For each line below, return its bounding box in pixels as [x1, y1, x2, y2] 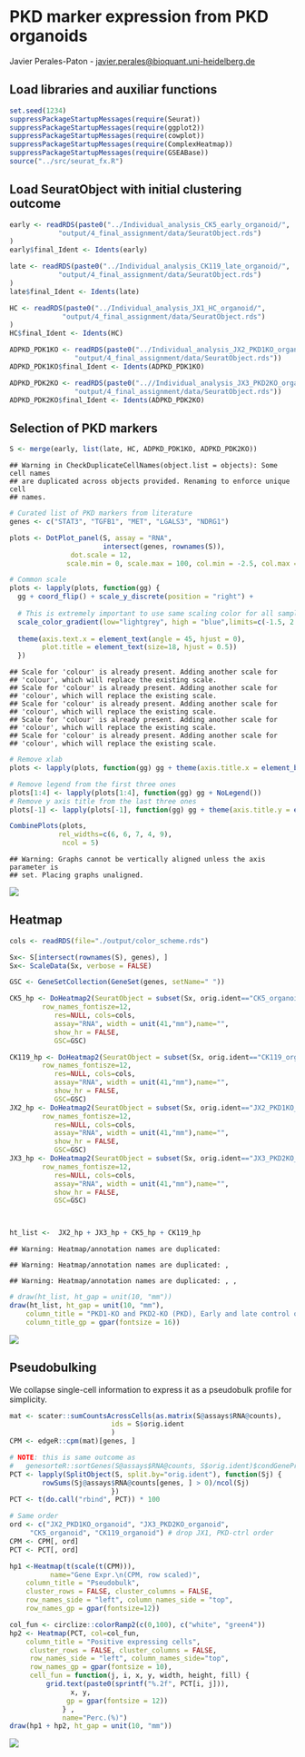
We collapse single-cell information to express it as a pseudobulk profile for [9, 1384, 292, 1395]
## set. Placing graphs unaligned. [9, 871, 144, 880]
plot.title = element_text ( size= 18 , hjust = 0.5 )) [42, 643, 238, 652]
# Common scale [9, 575, 67, 585]
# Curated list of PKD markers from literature [9, 508, 193, 518]
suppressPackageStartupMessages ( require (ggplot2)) [9, 123, 205, 133]
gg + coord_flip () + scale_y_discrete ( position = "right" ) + [17, 592, 254, 601]
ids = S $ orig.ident [110, 1419, 184, 1429]
